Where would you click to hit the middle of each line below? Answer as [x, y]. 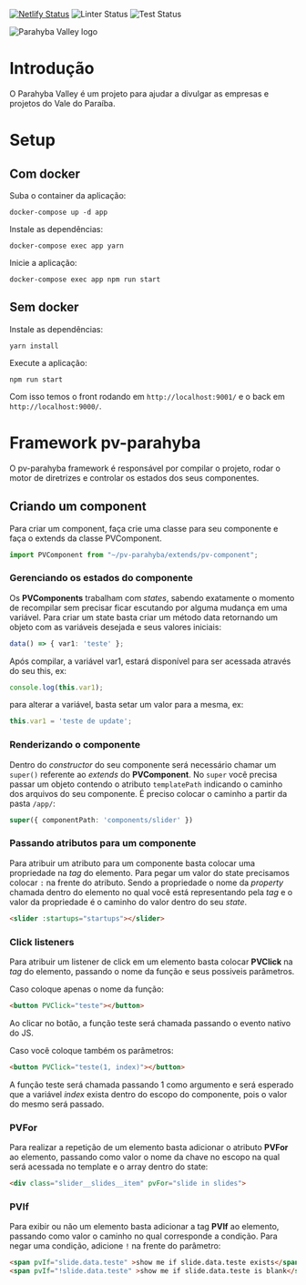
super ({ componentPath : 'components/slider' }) [102, 820]
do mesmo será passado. [57, 1104]
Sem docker [44, 307]
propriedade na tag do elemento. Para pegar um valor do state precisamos [149, 872]
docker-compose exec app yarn [67, 246]
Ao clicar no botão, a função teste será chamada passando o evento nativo [150, 1023]
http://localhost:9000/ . [56, 406]
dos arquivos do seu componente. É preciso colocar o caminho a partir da [148, 793]
